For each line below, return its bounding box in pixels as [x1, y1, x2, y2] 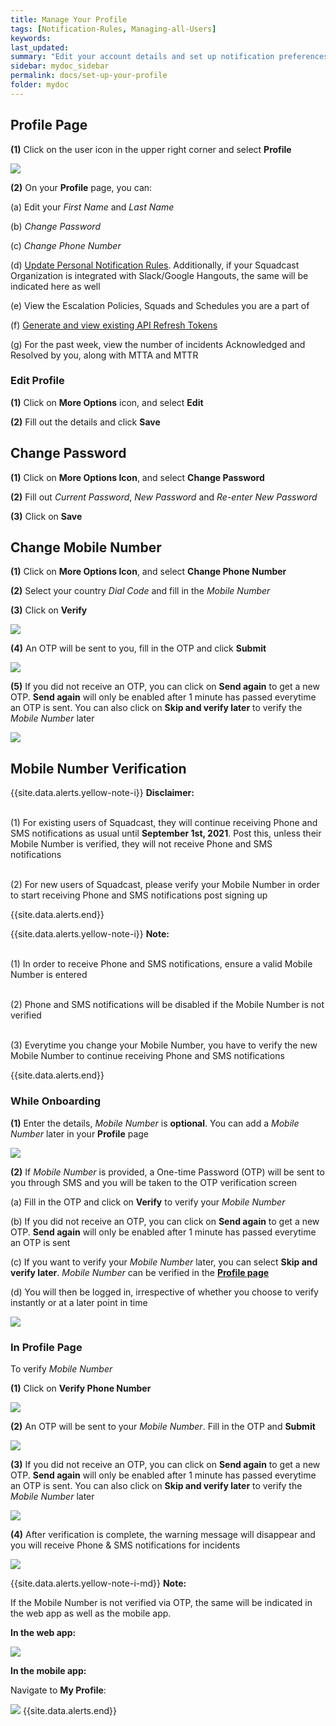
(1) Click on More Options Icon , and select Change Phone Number [10, 566, 287, 578]
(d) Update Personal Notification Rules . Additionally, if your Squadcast [10, 259, 300, 271]
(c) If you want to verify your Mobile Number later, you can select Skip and [10, 1256, 318, 1268]
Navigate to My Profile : [10, 1684, 107, 1696]
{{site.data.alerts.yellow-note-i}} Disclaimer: [10, 787, 195, 799]
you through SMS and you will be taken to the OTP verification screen [10, 1176, 298, 1188]
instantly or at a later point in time [10, 1296, 148, 1308]
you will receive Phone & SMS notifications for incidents [10, 1539, 241, 1551]
